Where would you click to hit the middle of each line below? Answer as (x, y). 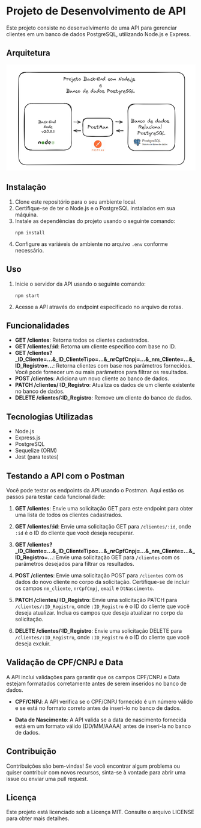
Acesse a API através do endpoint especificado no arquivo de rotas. (99, 307)
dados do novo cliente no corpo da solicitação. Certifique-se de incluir (102, 582)
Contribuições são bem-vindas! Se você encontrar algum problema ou (93, 766)
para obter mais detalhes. (38, 818)
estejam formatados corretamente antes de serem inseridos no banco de (97, 683)
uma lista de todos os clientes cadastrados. (69, 515)
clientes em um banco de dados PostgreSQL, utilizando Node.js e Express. (98, 34)
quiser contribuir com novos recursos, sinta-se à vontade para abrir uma (96, 772)
